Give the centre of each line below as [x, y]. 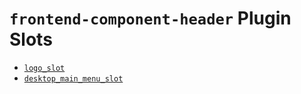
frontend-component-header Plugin [150, 18]
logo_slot [44, 68]
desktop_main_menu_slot [73, 78]
